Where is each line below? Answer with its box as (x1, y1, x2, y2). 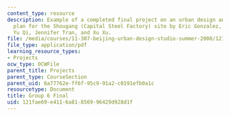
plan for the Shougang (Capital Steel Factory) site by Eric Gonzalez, (13, 23, 222, 29)
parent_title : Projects (7, 67, 75, 74)
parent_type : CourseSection (7, 73, 88, 81)
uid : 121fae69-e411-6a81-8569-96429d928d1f (7, 99, 133, 106)
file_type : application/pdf (7, 42, 88, 48)
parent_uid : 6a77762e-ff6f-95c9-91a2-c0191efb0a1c (7, 80, 155, 87)
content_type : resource (7, 10, 75, 17)
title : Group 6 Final (7, 93, 69, 100)
